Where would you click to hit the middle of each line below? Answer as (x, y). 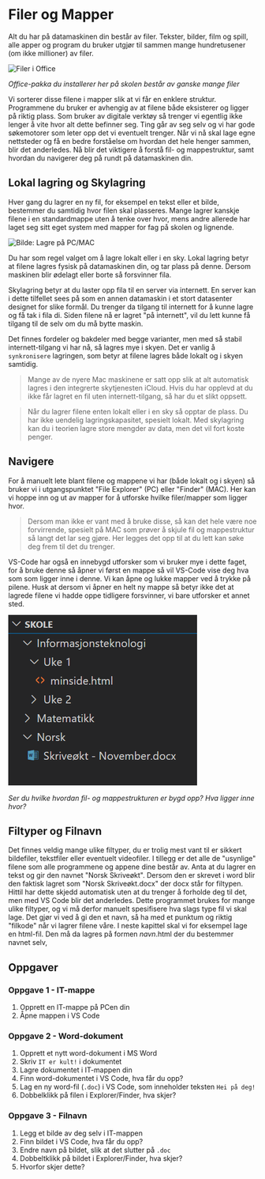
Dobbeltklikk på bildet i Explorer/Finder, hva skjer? (101, 1158)
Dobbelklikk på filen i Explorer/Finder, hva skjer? (98, 1095)
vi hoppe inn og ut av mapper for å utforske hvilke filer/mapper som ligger (128, 497)
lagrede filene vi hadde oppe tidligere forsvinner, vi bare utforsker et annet (129, 595)
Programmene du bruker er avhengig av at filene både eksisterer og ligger (129, 108)
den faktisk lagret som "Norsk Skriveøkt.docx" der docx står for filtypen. (125, 884)
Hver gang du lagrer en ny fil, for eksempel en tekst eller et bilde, (114, 202)
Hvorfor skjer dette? (52, 1166)
